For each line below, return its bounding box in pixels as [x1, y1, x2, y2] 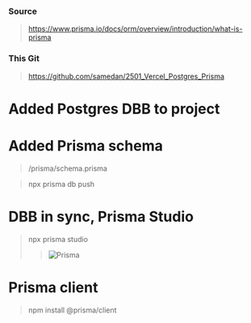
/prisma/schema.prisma [27, 164, 107, 173]
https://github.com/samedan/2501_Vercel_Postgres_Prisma [27, 71, 224, 81]
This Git [8, 53, 40, 64]
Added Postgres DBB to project [8, 100, 220, 118]
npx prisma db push [27, 179, 95, 189]
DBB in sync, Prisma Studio [8, 207, 194, 226]
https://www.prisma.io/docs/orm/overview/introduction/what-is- [27, 24, 243, 34]
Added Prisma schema [8, 136, 163, 155]
